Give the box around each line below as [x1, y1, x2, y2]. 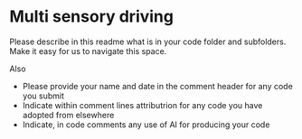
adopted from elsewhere [22, 109, 115, 120]
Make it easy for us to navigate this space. [9, 45, 167, 56]
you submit [22, 90, 65, 101]
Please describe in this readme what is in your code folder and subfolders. [9, 36, 287, 47]
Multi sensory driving [9, 6, 175, 27]
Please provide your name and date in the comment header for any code [22, 80, 294, 91]
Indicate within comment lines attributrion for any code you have [22, 99, 263, 110]
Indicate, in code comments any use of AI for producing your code [22, 119, 270, 130]
